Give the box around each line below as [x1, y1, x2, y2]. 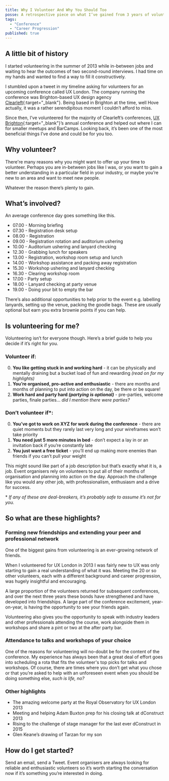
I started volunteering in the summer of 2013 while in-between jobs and [5, 63, 153, 69]
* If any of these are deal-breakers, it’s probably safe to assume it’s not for [5, 494, 161, 500]
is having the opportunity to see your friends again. [24, 604, 130, 610]
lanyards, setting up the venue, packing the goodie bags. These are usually [5, 302, 161, 308]
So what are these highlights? [5, 514, 101, 523]
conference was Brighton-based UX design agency [5, 94, 112, 100]
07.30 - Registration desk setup [12, 228, 78, 234]
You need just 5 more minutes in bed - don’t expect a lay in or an [12, 437, 148, 443]
